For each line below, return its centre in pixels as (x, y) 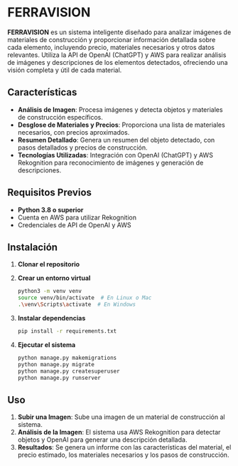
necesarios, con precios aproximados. (74, 132)
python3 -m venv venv (50, 291)
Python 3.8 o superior (50, 209)
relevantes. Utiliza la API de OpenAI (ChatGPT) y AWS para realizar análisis (117, 55)
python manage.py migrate (56, 364)
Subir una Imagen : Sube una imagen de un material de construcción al (121, 417)
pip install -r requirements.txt (67, 331)
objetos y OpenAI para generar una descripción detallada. (102, 440)
